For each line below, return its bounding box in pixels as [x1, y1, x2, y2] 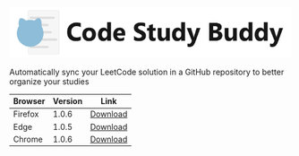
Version [52, 96, 83, 107]
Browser [13, 96, 46, 107]
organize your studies [9, 75, 90, 87]
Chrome [13, 134, 43, 144]
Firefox [13, 108, 39, 119]
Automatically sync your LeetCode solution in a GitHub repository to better [9, 66, 285, 77]
